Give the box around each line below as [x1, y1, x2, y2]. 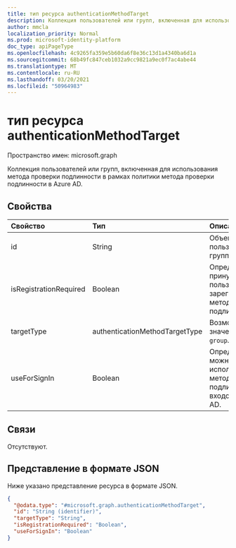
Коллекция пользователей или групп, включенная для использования [7, 165, 218, 173]
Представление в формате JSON [7, 463, 159, 475]
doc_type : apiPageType [7, 43, 74, 50]
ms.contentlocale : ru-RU [7, 69, 80, 76]
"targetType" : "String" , [13, 515, 86, 522]
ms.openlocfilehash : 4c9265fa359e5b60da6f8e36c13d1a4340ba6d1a [7, 50, 197, 57]
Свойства [7, 200, 53, 212]
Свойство [11, 221, 46, 231]
